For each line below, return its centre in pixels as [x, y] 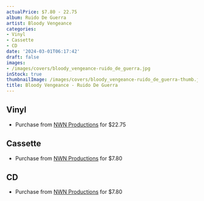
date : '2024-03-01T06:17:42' [43, 52]
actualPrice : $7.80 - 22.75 [42, 12]
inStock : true [24, 74]
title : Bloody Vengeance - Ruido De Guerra [62, 86]
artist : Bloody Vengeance [39, 23]
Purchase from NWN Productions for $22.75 [70, 124]
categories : [21, 29]
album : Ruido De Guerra [36, 18]
